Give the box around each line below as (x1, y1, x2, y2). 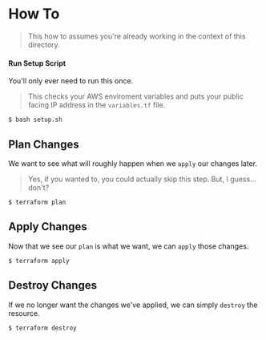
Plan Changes (8, 137, 79, 151)
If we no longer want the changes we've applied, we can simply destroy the (8, 300, 258, 310)
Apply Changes (8, 220, 88, 233)
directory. (27, 39, 60, 49)
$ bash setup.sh (8, 115, 62, 124)
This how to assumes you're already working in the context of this (27, 31, 246, 41)
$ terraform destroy (8, 324, 78, 332)
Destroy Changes (8, 278, 98, 293)
